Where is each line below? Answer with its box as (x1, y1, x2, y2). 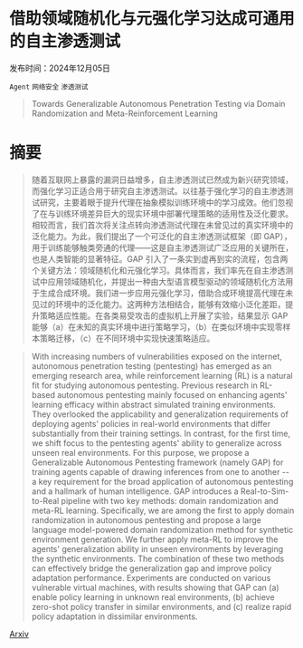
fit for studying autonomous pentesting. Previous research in (31, 380, 258, 391)
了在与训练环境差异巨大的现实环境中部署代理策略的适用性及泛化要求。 (31, 208, 294, 218)
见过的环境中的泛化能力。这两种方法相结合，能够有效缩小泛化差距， (31, 298, 286, 309)
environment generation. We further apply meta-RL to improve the (31, 534, 279, 545)
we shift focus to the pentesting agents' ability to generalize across (31, 437, 282, 449)
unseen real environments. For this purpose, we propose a (31, 447, 250, 458)
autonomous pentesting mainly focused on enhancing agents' (57, 389, 288, 400)
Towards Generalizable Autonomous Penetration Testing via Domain (31, 98, 286, 109)
